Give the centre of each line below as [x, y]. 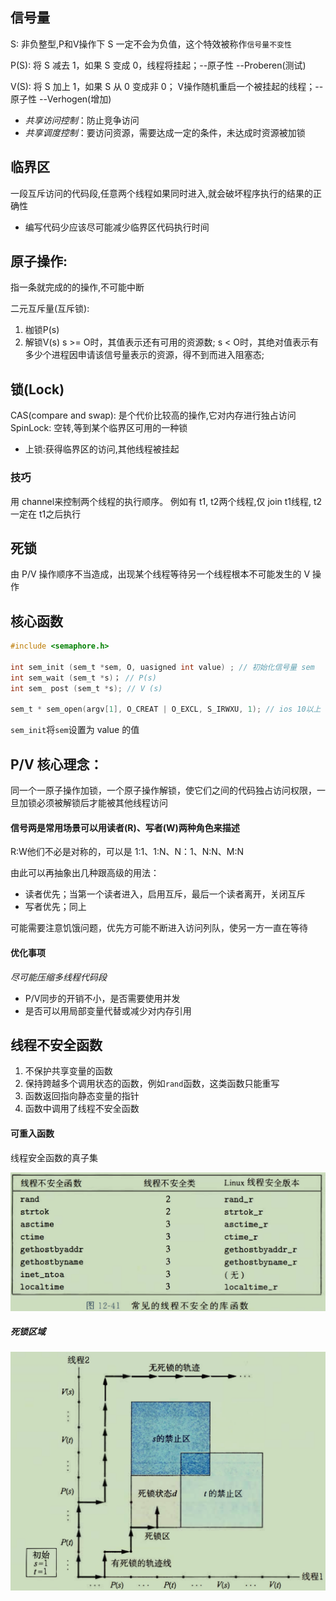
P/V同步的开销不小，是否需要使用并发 [102, 998]
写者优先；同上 [55, 907]
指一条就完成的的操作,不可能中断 [77, 287]
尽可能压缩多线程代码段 [58, 977]
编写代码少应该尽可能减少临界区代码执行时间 [117, 227]
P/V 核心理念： [56, 764]
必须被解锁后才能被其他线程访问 [102, 803]
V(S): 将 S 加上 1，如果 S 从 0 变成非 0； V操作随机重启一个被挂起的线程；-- [167, 86]
